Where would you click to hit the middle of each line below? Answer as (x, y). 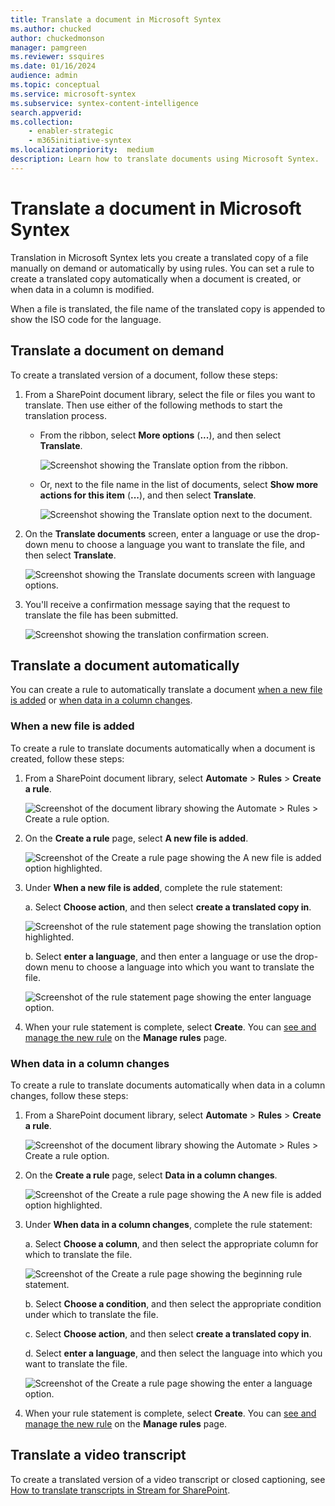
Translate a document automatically (125, 665)
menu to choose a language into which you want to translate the (182, 967)
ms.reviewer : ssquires (57, 57)
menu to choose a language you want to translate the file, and (178, 544)
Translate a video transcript (98, 1455)
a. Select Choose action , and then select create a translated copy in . (168, 907)
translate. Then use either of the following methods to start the (153, 405)
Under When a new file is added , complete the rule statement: (153, 887)
